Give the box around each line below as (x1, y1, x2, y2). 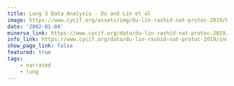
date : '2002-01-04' (7, 23, 64, 30)
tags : (7, 55, 23, 62)
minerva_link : (7, 29, 49, 37)
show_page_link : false (7, 42, 73, 49)
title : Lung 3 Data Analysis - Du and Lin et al (7, 10, 151, 17)
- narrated (19, 62, 52, 69)
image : (7, 17, 26, 24)
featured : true (7, 49, 52, 56)
